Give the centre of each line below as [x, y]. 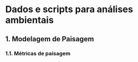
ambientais [30, 20]
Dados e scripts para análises [69, 9]
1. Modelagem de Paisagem [50, 39]
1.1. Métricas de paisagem [38, 53]
